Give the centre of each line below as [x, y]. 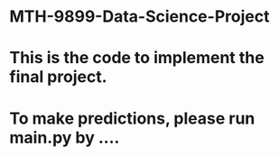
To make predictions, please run [132, 118]
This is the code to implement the [137, 58]
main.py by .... [65, 138]
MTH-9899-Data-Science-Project [139, 17]
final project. [58, 77]
